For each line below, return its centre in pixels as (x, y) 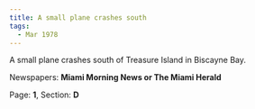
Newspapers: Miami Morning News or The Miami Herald (116, 77)
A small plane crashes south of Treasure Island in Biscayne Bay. (127, 60)
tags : (19, 26)
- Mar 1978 (38, 34)
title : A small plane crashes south (78, 18)
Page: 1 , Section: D (44, 95)
